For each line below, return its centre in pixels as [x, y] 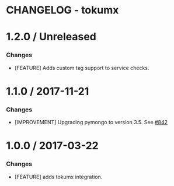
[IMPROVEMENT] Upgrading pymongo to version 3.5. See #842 [91, 122]
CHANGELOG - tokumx [62, 10]
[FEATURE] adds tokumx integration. [58, 177]
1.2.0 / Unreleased [51, 37]
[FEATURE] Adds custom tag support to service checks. [82, 68]
